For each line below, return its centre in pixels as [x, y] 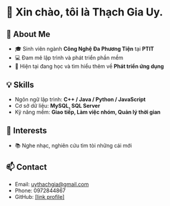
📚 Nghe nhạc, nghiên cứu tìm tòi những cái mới [73, 145]
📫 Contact [27, 167]
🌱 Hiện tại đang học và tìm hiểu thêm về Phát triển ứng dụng [89, 66]
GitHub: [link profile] [40, 197]
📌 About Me [28, 34]
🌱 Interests [27, 131]
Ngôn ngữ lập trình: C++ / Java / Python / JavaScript [80, 99]
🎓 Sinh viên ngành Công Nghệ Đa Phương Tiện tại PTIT [84, 49]
